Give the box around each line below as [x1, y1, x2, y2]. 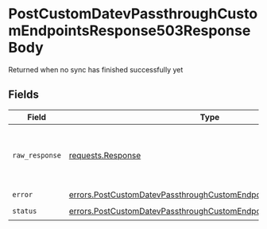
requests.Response [68, 149, 141, 161]
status [12, 207, 37, 215]
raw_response [12, 150, 62, 160]
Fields [8, 88, 40, 102]
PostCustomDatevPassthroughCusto [8, 5, 258, 23]
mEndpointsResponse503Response [8, 21, 251, 40]
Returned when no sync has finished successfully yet [8, 64, 184, 74]
